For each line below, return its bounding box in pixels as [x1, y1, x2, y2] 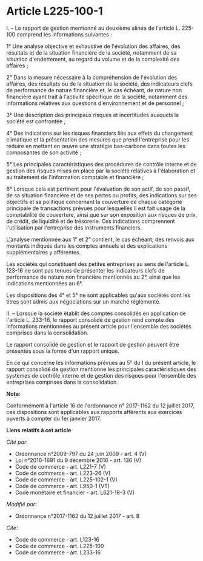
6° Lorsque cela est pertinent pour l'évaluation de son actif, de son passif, [6, 185, 191, 192]
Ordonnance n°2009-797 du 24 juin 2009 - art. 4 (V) [15, 450, 147, 457]
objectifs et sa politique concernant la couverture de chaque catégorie [6, 198, 182, 205]
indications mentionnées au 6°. [6, 279, 84, 287]
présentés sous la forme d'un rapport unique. [6, 347, 120, 355]
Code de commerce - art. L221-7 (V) [15, 463, 106, 470]
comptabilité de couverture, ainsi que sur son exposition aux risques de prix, [6, 211, 198, 218]
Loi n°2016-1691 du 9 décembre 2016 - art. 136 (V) [15, 457, 142, 464]
